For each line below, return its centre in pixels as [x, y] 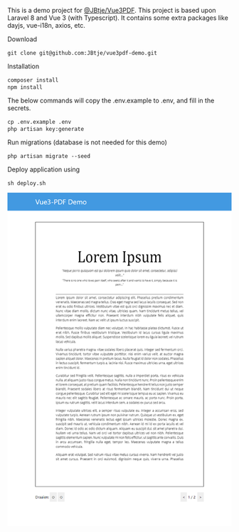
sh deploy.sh [27, 183]
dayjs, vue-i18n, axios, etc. [46, 25]
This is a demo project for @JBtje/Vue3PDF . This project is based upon [112, 10]
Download [22, 39]
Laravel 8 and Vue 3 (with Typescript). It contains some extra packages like [118, 18]
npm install [25, 87]
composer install [33, 80]
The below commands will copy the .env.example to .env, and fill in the [111, 100]
